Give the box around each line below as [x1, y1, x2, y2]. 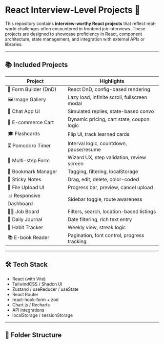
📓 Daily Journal [7, 216, 42, 223]
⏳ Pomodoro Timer [7, 142, 51, 149]
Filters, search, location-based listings [67, 208, 156, 215]
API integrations [12, 307, 45, 313]
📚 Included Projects [5, 61, 68, 69]
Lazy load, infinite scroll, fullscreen [67, 94, 147, 101]
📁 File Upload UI [7, 184, 45, 191]
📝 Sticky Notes [7, 176, 41, 183]
